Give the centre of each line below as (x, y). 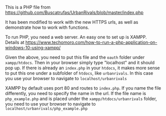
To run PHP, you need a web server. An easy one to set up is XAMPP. (76, 37)
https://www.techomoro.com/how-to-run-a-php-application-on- (91, 42)
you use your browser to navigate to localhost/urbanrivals (66, 78)
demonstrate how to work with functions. (47, 27)
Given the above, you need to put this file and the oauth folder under (75, 57)
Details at (15, 42)
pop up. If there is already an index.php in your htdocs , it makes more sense (83, 68)
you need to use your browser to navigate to (50, 104)
